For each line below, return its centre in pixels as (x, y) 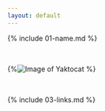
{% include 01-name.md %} (52, 38)
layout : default (34, 15)
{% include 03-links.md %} (52, 99)
